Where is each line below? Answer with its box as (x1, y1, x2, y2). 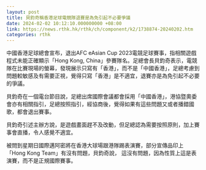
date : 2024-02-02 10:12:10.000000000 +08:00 (6, 20, 122, 26)
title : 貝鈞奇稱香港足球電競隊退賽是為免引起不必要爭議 (6, 15, 131, 21)
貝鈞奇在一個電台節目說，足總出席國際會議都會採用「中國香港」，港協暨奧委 (6, 93, 197, 100)
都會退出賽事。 (17, 108, 55, 116)
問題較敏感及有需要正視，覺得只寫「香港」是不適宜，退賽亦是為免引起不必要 (6, 72, 200, 79)
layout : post (6, 9, 40, 15)
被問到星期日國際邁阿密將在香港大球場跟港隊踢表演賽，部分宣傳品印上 (6, 142, 184, 149)
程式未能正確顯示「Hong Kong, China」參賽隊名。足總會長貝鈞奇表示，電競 (6, 57, 197, 64)
